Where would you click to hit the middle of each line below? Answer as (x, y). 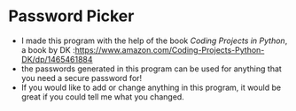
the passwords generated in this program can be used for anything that (152, 69)
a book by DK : (48, 49)
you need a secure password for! (82, 78)
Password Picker (71, 16)
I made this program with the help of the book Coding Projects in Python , (154, 41)
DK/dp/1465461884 (57, 59)
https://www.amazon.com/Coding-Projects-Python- (170, 49)
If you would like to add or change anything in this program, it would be (151, 87)
